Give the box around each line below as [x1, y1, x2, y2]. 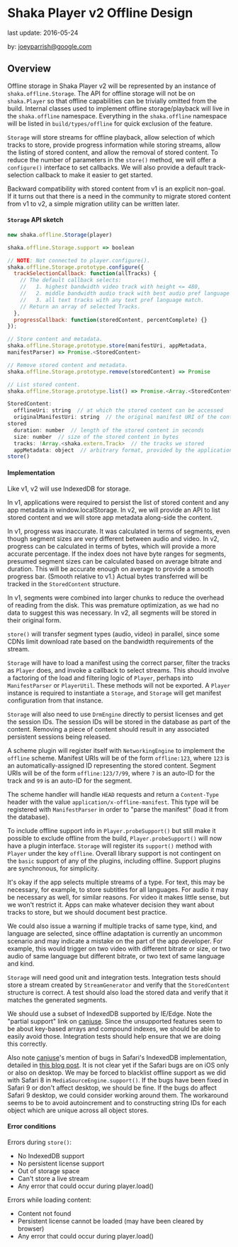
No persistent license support [17, 1159, 105, 1168]
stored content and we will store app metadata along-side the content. [7, 513, 213, 522]
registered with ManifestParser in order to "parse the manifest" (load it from [7, 805, 229, 813]
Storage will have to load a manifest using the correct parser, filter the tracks [7, 658, 230, 667]
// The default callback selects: [20, 276, 122, 284]
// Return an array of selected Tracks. [20, 303, 141, 310]
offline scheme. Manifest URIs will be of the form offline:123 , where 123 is [7, 754, 230, 762]
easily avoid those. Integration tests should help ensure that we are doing [7, 1031, 221, 1040]
